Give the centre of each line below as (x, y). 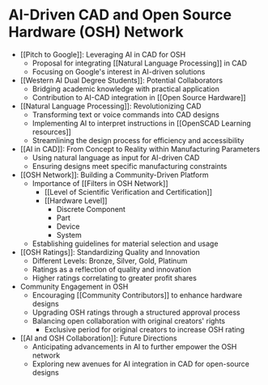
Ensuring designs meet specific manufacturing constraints (130, 166)
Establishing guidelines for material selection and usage (125, 243)
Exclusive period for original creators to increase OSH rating (145, 329)
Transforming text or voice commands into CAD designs (126, 114)
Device (68, 226)
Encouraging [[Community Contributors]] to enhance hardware (137, 295)
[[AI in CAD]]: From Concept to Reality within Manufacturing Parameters (140, 149)
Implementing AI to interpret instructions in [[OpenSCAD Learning (141, 123)
